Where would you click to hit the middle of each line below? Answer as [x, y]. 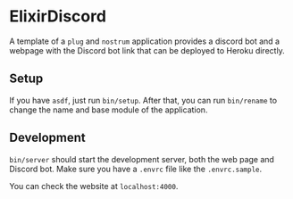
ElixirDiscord [58, 17]
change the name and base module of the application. [109, 110]
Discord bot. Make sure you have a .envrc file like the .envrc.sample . [136, 169]
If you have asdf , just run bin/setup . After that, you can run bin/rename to [143, 100]
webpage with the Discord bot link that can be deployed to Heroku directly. [147, 50]
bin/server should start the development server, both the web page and [142, 159]
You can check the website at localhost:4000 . [94, 186]
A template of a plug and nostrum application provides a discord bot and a [144, 41]
